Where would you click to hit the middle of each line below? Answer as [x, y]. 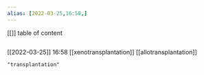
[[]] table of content [35, 33]
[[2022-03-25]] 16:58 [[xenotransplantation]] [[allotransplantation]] [102, 52]
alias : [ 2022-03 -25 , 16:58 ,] [47, 13]
